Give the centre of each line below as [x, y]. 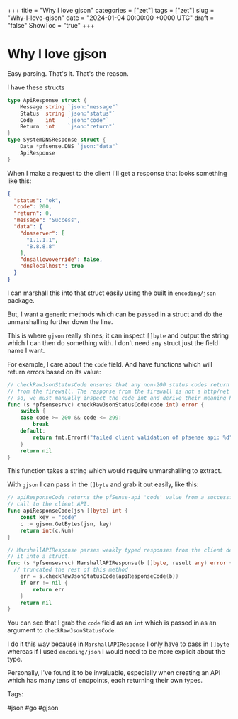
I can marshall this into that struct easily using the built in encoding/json [112, 293]
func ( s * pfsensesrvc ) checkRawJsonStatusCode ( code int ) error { [106, 405]
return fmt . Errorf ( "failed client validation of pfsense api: [126, 437]
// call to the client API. [49, 504]
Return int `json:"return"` [68, 127]
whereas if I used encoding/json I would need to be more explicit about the [116, 652]
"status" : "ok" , [38, 200]
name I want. [26, 350]
